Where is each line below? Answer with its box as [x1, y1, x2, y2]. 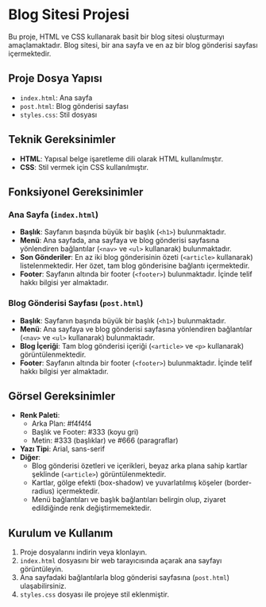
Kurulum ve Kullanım [8, 526, 114, 539]
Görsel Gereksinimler [8, 389, 116, 403]
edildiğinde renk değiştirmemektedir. [31, 503, 152, 513]
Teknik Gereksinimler [8, 133, 117, 146]
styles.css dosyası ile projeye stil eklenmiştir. [19, 590, 169, 599]
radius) [31, 486, 56, 496]
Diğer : [19, 453, 41, 462]
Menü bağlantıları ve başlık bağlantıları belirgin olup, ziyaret [31, 495, 226, 505]
